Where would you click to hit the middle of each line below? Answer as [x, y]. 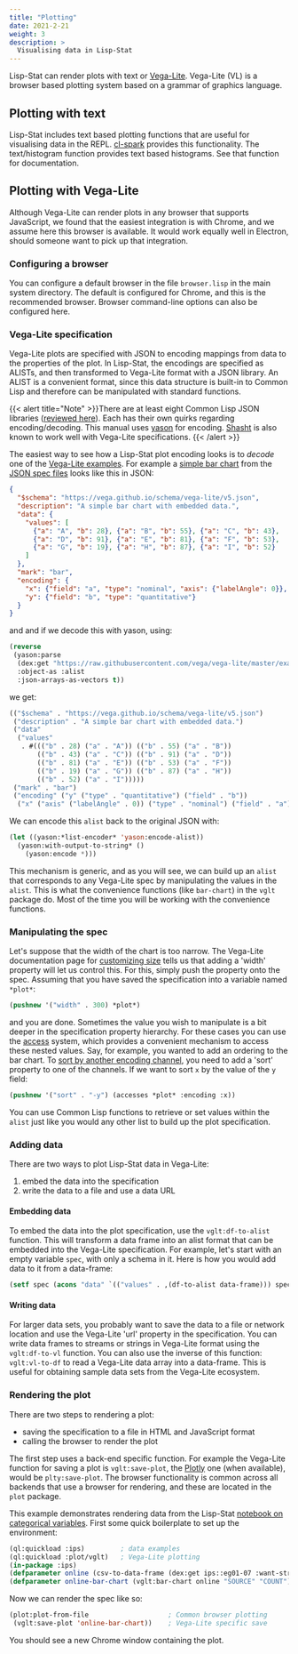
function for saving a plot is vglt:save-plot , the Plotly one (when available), [147, 1467]
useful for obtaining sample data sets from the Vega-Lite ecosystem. [134, 1372]
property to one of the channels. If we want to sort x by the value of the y [143, 1070]
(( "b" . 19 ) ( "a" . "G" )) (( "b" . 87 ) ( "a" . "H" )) [134, 771]
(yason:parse [37, 655]
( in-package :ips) [43, 1565]
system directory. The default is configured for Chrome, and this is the [137, 293]
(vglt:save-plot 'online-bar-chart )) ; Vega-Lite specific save [140, 1624]
